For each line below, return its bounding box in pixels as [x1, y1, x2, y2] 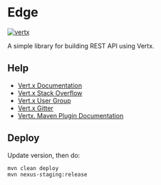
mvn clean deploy [7, 164, 59, 171]
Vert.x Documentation [17, 81, 83, 90]
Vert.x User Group [17, 96, 71, 105]
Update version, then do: [7, 151, 80, 159]
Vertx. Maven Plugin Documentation [17, 111, 124, 120]
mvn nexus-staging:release [7, 171, 88, 178]
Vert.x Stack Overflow [17, 88, 83, 97]
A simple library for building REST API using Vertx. [7, 41, 155, 50]
